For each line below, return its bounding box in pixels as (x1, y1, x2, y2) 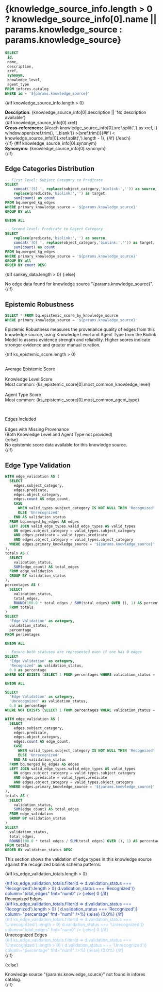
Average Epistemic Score (5, 366, 55, 372)
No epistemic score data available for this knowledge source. (5, 442, 128, 448)
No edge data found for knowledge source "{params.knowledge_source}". (5, 281, 154, 287)
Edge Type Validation (5, 461, 71, 469)
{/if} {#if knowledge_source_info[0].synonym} (5, 140, 97, 146)
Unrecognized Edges (5, 932, 47, 938)
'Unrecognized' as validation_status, (9, 699, 88, 704)
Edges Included (5, 416, 36, 422)
